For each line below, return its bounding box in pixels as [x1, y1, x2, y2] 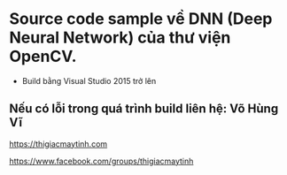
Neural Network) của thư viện [9, 27, 231, 48]
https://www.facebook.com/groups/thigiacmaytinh [9, 156, 194, 166]
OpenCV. [9, 47, 77, 66]
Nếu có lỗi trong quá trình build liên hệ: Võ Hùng [9, 102, 279, 117]
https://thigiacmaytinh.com [9, 138, 108, 149]
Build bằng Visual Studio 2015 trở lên [21, 75, 157, 86]
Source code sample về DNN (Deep [9, 9, 273, 29]
